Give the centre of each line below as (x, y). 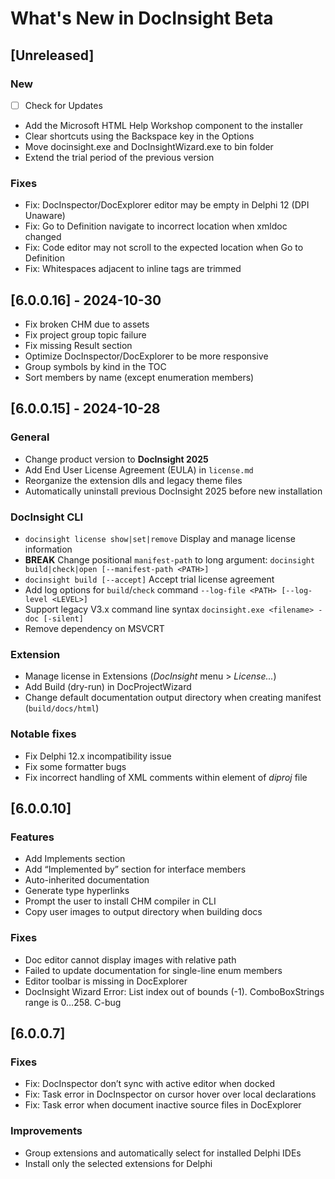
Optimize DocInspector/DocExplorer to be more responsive (146, 356)
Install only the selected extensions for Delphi (118, 1163)
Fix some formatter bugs (75, 766)
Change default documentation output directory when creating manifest (173, 698)
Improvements (46, 1131)
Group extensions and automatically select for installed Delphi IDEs (163, 1153)
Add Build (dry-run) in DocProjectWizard (108, 687)
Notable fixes (43, 734)
